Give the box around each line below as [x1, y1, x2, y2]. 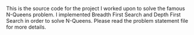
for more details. [6, 23, 46, 30]
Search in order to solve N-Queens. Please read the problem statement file [6, 17, 188, 24]
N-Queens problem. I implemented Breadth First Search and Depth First [6, 11, 181, 18]
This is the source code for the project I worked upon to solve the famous [6, 5, 185, 12]
